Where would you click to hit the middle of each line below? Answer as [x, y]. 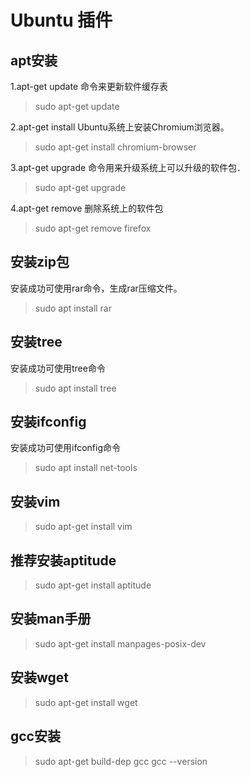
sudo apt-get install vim [83, 527]
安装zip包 [40, 262]
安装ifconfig [48, 422]
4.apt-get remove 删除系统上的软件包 [87, 208]
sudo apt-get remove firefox [93, 228]
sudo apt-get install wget [86, 702]
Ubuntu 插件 [61, 20]
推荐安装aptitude [63, 560]
